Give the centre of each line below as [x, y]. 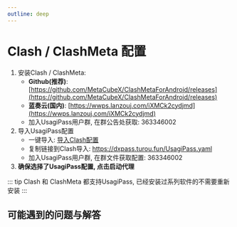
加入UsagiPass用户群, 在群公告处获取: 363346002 [102, 122]
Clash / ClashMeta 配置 [77, 51]
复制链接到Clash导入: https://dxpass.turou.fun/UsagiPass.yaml [120, 148]
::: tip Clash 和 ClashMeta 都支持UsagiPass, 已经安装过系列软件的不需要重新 [118, 181]
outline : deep [28, 14]
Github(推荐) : [48, 81]
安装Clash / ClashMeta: [52, 73]
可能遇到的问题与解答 [54, 215]
